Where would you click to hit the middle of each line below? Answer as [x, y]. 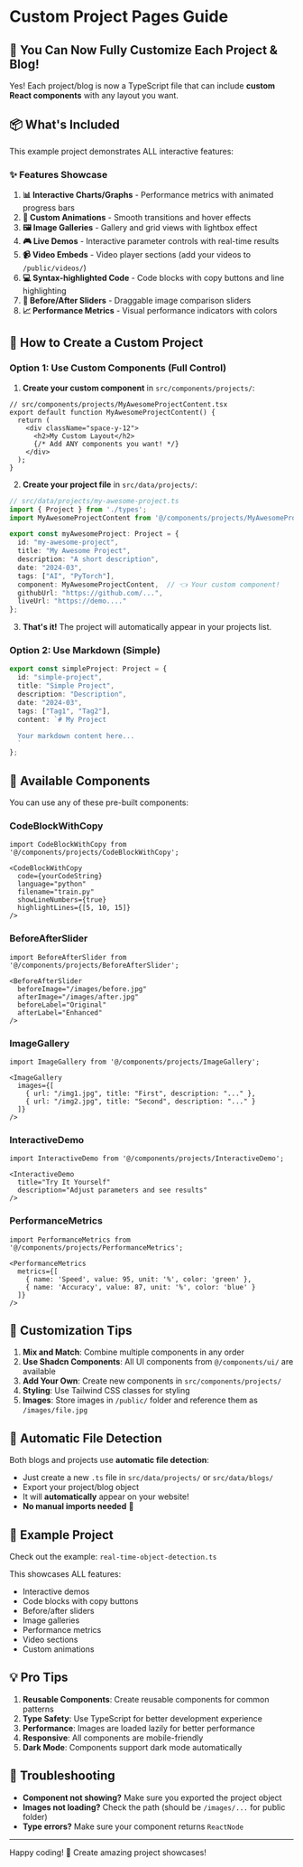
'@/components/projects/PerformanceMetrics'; [96, 1248]
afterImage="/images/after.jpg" [78, 997]
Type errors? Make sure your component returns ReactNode [133, 1826]
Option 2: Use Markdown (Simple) [85, 651]
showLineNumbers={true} [62, 900]
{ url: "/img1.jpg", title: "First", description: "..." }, [141, 1093]
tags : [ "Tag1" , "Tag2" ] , [64, 711]
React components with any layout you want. [94, 95]
